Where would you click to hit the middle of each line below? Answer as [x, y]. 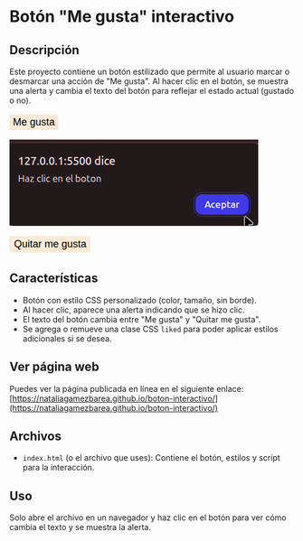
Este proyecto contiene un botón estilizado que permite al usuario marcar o [150, 71]
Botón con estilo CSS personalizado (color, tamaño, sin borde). [140, 300]
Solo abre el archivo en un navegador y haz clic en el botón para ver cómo [148, 518]
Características [54, 279]
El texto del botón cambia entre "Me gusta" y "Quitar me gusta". [142, 319]
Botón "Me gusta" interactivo [122, 17]
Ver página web [54, 367]
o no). [20, 100]
